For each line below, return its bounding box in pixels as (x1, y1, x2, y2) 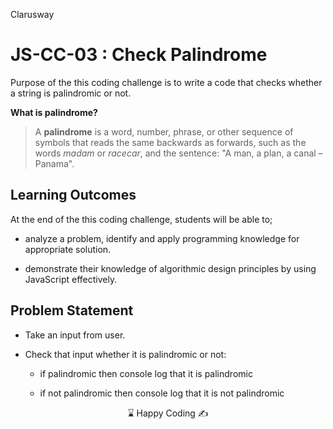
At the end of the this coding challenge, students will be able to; (10, 213, 273, 225)
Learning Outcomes (10, 187, 137, 204)
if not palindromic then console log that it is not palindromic (39, 387, 285, 399)
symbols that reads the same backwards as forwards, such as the (34, 136, 307, 148)
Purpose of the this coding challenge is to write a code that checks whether (10, 76, 323, 88)
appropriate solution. (24, 243, 112, 255)
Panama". (34, 157, 75, 169)
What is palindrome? (10, 106, 98, 118)
